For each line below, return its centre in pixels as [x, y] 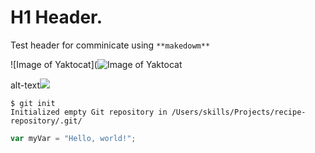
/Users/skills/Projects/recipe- [239, 112]
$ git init [33, 103]
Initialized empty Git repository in [89, 112]
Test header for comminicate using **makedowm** [110, 45]
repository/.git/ [46, 121]
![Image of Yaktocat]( [54, 64]
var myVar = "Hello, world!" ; [73, 138]
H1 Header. [56, 17]
